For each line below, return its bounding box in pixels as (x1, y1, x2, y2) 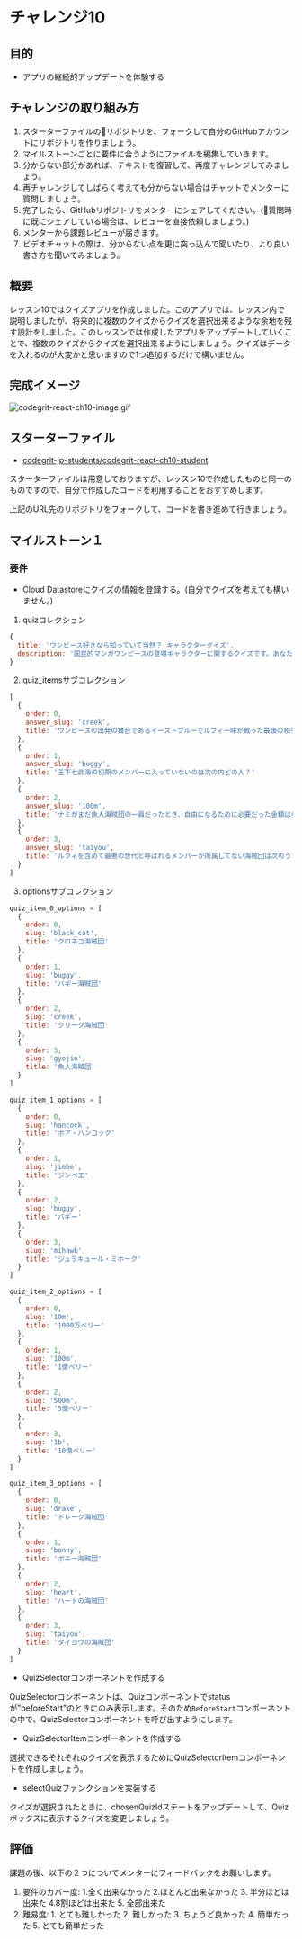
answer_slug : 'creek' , (25, 718, 111, 728)
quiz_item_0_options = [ (9, 904, 102, 913)
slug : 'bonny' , (25, 1546, 83, 1555)
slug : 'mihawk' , (25, 1246, 87, 1255)
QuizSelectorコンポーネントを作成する (22, 1672, 165, 1683)
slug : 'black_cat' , (25, 929, 99, 938)
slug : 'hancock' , (25, 1121, 91, 1130)
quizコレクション (22, 614, 86, 625)
